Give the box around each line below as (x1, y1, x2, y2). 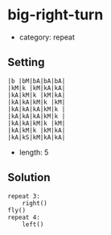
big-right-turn (7, 6, 104, 24)
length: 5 (18, 147, 49, 157)
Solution (7, 171, 51, 184)
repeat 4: (7, 213, 41, 221)
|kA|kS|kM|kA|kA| (7, 133, 66, 142)
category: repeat (18, 32, 76, 42)
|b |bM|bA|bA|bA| (7, 76, 66, 85)
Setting (7, 56, 45, 69)
